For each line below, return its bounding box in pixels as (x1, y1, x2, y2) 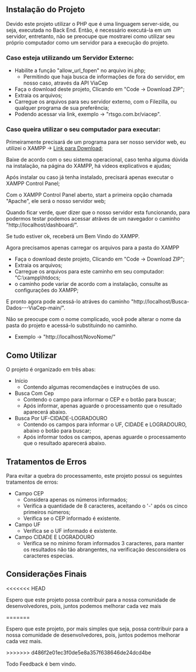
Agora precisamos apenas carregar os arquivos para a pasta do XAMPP (6, 244, 180, 251)
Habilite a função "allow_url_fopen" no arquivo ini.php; (14, 67, 146, 74)
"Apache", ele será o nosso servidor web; (6, 198, 106, 205)
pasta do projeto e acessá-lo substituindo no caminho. (6, 322, 137, 329)
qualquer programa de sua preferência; (14, 104, 109, 112)
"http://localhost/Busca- (130, 298, 190, 305)
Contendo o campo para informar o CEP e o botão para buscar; (23, 396, 177, 403)
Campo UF (14, 521, 41, 528)
